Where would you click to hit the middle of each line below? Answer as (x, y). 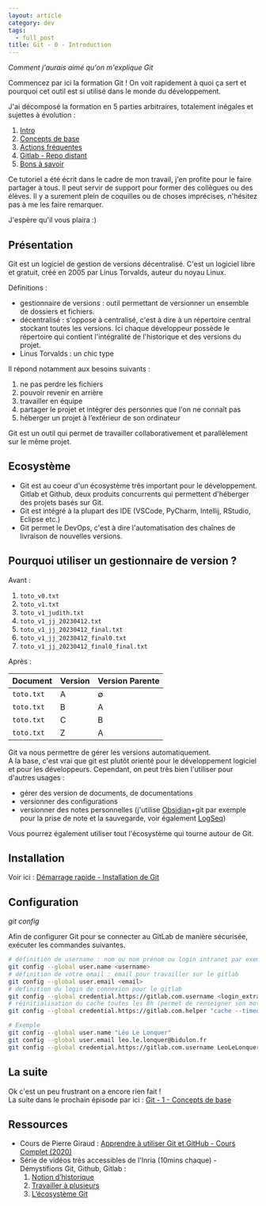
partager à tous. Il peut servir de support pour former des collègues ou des (131, 188)
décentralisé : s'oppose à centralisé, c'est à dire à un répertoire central (135, 320)
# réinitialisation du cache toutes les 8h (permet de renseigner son (127, 1004)
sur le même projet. (40, 441)
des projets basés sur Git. (61, 502)
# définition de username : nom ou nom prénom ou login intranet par (125, 960)
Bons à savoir (42, 164)
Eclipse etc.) (40, 519)
